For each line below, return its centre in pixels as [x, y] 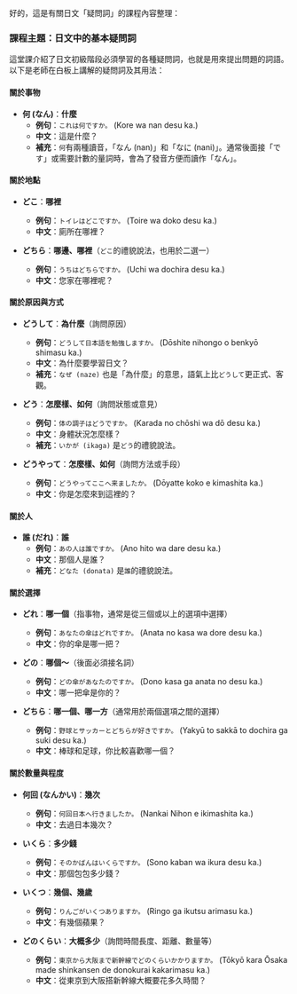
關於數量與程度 [36, 773]
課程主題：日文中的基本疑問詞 [73, 38]
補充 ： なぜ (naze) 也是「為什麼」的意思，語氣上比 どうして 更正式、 [156, 374]
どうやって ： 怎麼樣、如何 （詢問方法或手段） [104, 463]
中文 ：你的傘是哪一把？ [78, 644]
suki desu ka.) [61, 740]
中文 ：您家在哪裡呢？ [74, 280]
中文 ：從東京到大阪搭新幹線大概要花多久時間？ [121, 980]
